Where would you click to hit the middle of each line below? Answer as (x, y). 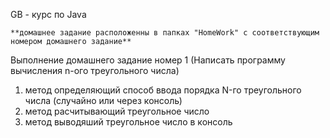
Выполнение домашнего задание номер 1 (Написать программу (148, 60)
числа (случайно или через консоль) (103, 100)
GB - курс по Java (48, 14)
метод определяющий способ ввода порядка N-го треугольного (163, 90)
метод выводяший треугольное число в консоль (128, 122)
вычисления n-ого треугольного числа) (95, 70)
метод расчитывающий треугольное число (117, 111)
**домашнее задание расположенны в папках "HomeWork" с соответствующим (165, 33)
